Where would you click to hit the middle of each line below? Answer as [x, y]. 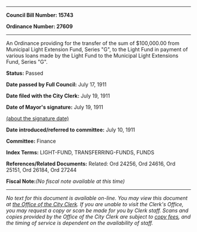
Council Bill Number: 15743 [40, 15]
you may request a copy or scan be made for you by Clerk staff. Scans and [97, 210]
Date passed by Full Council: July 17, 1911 [56, 84]
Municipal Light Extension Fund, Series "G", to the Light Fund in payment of [97, 49]
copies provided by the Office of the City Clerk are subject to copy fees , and [98, 217]
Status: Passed [25, 73]
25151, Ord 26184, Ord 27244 [42, 170]
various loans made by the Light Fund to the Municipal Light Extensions [92, 56]
